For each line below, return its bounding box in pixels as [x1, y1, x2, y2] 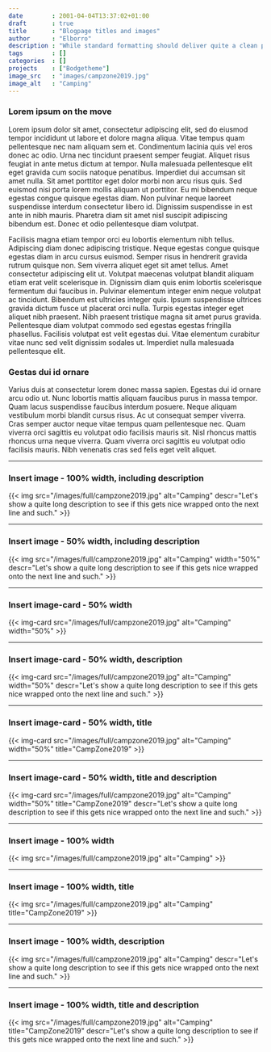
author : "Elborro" [8, 34, 92, 43]
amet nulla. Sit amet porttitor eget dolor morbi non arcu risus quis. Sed [8, 175, 243, 186]
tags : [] [8, 49, 67, 57]
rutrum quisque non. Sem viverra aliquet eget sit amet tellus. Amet [8, 260, 228, 270]
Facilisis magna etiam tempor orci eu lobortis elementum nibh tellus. [8, 234, 235, 244]
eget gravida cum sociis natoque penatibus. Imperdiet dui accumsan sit [8, 167, 246, 177]
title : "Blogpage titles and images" [8, 27, 161, 35]
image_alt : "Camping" [8, 79, 92, 87]
